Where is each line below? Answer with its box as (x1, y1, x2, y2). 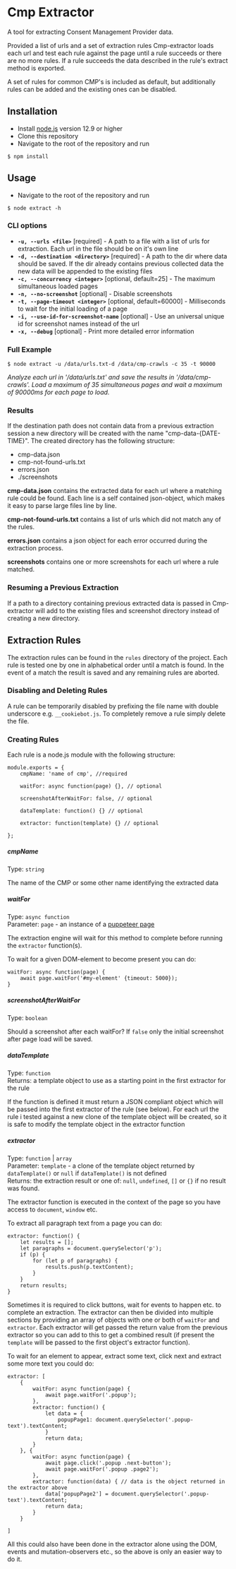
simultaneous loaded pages (17, 282, 99, 290)
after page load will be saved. (7, 1035, 93, 1043)
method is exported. (7, 64, 66, 72)
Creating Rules (7, 734, 59, 744)
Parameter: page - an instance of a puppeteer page (7, 920, 155, 929)
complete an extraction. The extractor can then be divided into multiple (7, 1308, 213, 1316)
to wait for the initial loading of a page (17, 304, 128, 313)
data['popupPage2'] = (44, 1491, 109, 1498)
